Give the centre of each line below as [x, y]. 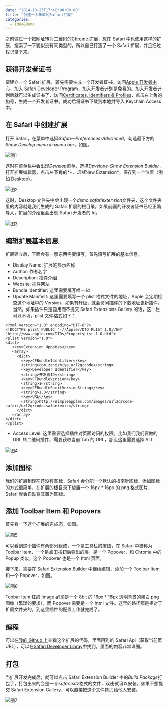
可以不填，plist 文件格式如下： [44, 315]
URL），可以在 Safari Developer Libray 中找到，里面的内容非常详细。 [75, 647]
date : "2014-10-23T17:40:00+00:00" [43, 10]
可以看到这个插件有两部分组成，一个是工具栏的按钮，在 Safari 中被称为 [79, 546]
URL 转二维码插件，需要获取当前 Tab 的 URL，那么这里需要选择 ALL [83, 439]
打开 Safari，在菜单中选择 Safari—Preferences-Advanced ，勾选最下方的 [80, 138]
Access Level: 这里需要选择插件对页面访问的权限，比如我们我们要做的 [85, 433]
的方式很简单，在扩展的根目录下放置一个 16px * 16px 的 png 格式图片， [79, 487]
